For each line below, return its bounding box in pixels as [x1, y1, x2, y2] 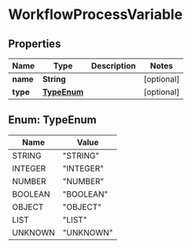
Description [90, 61, 136, 71]
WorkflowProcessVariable [8, 6, 183, 24]
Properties [8, 37, 61, 51]
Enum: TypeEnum [8, 113, 97, 127]
